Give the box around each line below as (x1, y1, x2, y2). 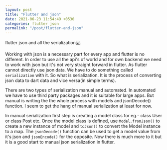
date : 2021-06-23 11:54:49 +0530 (5, 16, 75, 21)
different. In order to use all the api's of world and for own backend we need (5, 57, 162, 63)
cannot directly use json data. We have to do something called (5, 67, 133, 73)
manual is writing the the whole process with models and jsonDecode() (5, 98, 151, 104)
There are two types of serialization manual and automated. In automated (5, 87, 156, 93)
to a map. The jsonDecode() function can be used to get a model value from (5, 129, 161, 135)
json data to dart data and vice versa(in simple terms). (5, 77, 116, 83)
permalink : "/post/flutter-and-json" (5, 26, 84, 31)
